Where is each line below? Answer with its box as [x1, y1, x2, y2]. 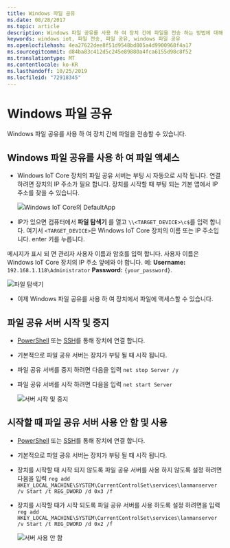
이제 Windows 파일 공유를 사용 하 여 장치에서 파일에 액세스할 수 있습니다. [16, 295, 214, 303]
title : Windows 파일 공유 [7, 10, 76, 17]
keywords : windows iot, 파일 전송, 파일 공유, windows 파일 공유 [7, 36, 181, 43]
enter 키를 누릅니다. [32, 235, 86, 243]
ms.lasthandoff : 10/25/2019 [7, 67, 88, 74]
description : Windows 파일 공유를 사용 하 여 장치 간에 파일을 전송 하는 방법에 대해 [7, 29, 223, 36]
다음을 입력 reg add [16, 474, 71, 482]
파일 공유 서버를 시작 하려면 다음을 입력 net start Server [16, 380, 173, 388]
